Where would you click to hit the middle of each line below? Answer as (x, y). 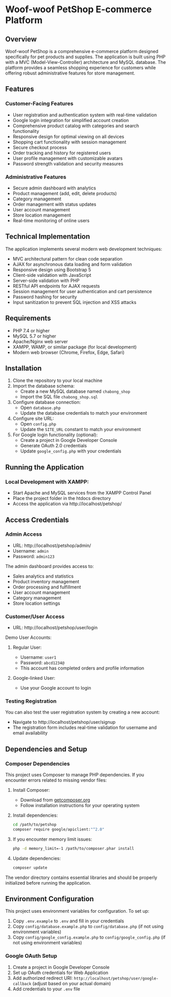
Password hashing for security (45, 297)
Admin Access (24, 534)
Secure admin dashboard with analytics (54, 188)
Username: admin (31, 551)
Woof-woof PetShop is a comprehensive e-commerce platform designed (82, 51)
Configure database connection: (47, 402)
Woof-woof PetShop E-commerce (79, 9)
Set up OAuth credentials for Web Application (60, 972)
